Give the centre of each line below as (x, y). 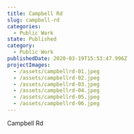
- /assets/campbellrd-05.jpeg (56, 97)
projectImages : (29, 65)
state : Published (32, 39)
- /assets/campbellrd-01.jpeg (56, 71)
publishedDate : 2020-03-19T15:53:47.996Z (67, 59)
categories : (24, 26)
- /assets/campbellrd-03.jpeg (56, 84)
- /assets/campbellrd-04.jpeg (56, 90)
